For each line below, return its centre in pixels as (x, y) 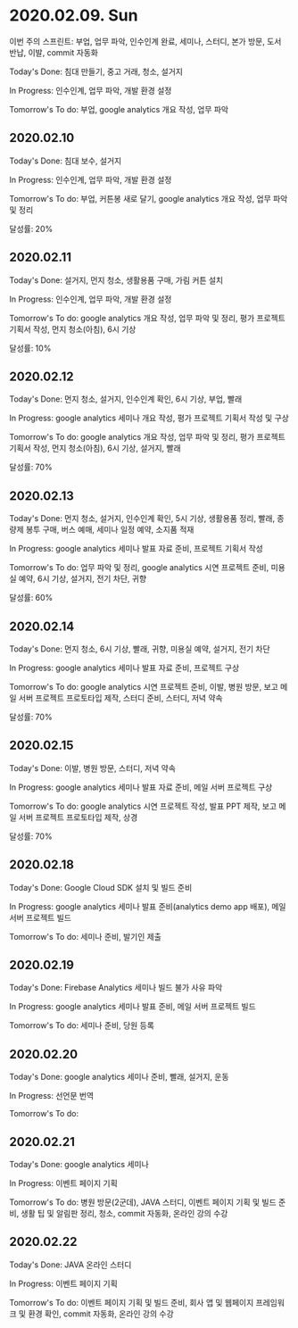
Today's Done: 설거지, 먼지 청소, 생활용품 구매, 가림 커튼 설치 (116, 280)
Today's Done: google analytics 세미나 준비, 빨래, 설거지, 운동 (119, 1077)
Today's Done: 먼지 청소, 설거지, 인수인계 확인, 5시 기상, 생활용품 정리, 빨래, (142, 519)
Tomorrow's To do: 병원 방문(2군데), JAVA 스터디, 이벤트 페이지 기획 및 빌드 (143, 1202)
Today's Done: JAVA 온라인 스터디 (70, 1265)
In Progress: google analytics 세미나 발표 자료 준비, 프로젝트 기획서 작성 (136, 549)
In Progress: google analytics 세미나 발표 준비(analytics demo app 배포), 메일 (148, 906)
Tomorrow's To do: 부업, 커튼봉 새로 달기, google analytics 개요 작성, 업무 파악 (149, 198)
